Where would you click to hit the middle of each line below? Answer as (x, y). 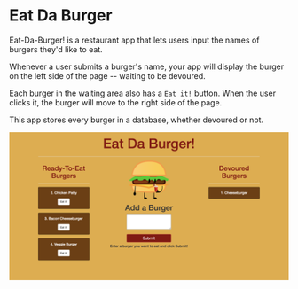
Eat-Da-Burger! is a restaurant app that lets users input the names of (134, 40)
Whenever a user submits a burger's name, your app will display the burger (147, 66)
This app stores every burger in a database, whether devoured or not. (137, 120)
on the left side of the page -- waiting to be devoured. (107, 75)
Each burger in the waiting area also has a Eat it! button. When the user (143, 93)
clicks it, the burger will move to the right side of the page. (116, 102)
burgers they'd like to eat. (56, 49)
